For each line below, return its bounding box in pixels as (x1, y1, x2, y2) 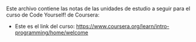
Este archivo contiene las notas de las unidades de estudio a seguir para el (6, 5, 191, 12)
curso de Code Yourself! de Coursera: (6, 11, 100, 18)
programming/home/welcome (14, 29, 88, 36)
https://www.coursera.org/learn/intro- (76, 23, 170, 30)
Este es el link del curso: (14, 23, 75, 30)
